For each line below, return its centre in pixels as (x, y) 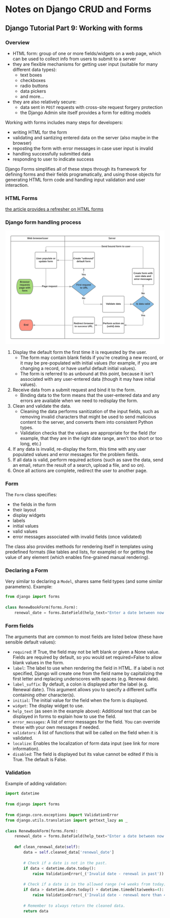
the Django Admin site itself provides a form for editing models (85, 112)
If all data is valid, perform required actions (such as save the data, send (88, 460)
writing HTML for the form (40, 132)
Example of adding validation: (36, 784)
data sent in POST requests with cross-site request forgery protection (91, 107)
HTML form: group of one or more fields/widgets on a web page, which (87, 53)
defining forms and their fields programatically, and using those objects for (83, 174)
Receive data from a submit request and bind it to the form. (74, 390)
